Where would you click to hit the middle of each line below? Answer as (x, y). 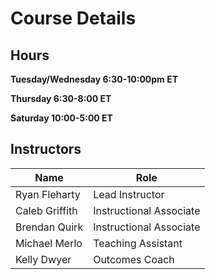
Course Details (73, 18)
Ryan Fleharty (48, 194)
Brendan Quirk (49, 227)
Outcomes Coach (134, 259)
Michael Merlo (49, 243)
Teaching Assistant (138, 243)
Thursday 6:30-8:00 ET (61, 98)
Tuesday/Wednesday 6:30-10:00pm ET (94, 79)
